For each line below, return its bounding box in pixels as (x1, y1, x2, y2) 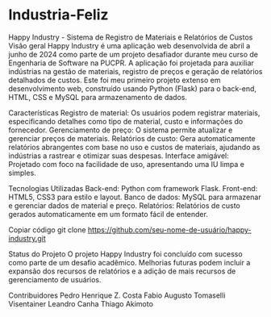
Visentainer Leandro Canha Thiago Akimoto (8, 298, 153, 308)
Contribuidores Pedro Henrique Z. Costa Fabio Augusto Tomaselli (8, 290, 226, 300)
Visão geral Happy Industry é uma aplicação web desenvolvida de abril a (8, 40, 251, 50)
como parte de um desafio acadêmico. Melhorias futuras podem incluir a (8, 257, 251, 267)
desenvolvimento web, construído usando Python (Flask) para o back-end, (8, 83, 256, 94)
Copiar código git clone (8, 224, 86, 235)
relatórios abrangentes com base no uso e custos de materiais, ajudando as (8, 142, 261, 152)
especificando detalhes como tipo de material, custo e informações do (8, 116, 244, 126)
